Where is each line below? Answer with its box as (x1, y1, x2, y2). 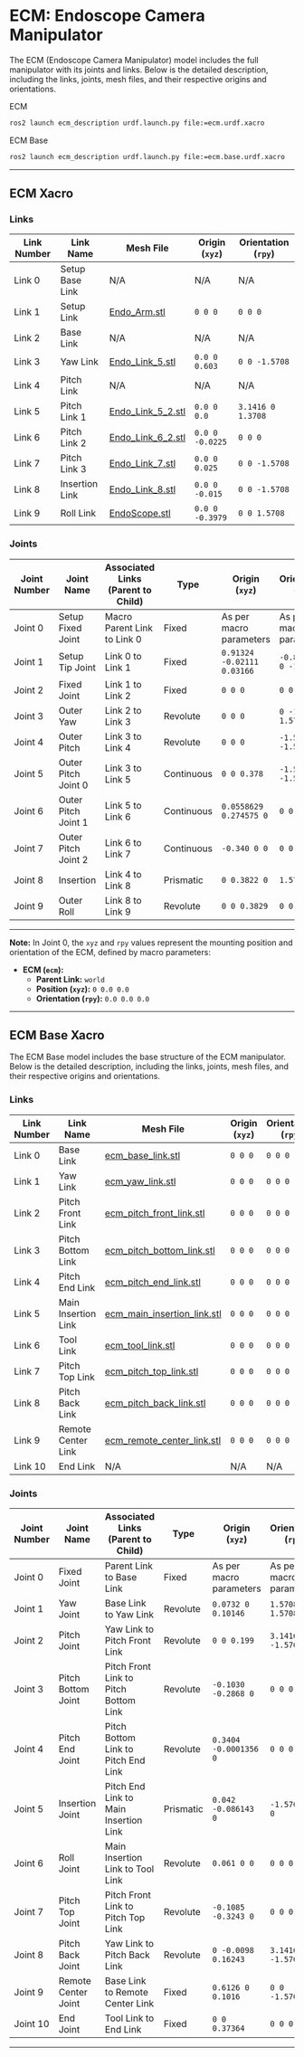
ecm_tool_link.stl (104, 1339, 176, 1351)
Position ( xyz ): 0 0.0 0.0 (35, 983, 129, 994)
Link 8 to (104, 894, 142, 906)
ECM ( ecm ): (22, 964, 64, 975)
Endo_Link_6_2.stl (109, 431, 186, 444)
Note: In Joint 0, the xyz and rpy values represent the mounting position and (9, 937, 293, 948)
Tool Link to (104, 2012, 155, 2024)
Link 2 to (104, 704, 142, 716)
